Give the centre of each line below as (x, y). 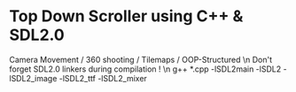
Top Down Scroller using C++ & (126, 16)
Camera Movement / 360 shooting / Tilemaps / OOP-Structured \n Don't (141, 59)
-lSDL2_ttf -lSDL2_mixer (103, 78)
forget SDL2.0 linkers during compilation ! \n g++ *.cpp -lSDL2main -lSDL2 (145, 69)
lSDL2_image (33, 78)
